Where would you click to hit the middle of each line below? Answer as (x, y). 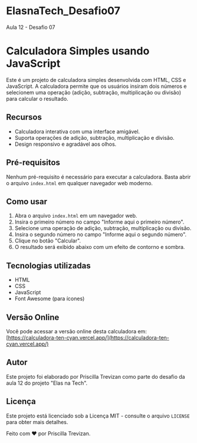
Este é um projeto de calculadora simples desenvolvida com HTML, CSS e (96, 80)
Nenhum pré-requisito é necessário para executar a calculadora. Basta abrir (98, 177)
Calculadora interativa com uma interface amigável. (77, 132)
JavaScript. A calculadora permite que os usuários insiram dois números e (96, 86)
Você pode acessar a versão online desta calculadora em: (77, 331)
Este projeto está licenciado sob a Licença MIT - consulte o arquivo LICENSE (98, 416)
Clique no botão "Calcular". (48, 241)
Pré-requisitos (33, 163)
